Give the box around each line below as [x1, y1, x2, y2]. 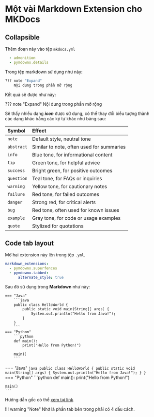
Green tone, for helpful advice [32, 159, 100, 166]
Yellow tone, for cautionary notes [32, 183, 108, 190]
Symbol [7, 127, 26, 134]
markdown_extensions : [5, 262, 49, 266]
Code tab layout [5, 239, 54, 247]
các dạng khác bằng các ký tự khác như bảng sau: [5, 115, 106, 121]
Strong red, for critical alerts [32, 199, 96, 206]
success [7, 168, 25, 173]
